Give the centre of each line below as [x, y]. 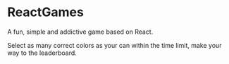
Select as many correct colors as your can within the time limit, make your [114, 45]
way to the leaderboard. [42, 53]
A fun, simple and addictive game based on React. [80, 32]
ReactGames [46, 12]
